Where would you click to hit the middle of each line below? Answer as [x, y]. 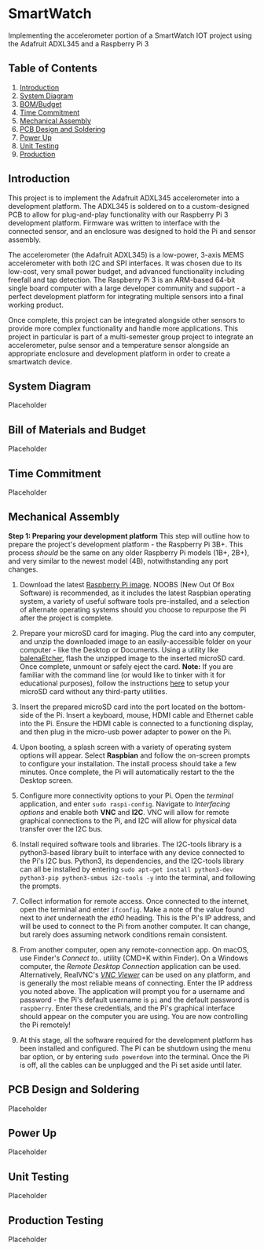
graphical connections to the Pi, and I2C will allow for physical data [128, 821]
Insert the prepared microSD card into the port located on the [119, 707]
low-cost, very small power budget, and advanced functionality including [126, 271]
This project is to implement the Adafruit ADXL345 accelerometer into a [124, 198]
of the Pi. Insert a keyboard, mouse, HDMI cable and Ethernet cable [144, 715]
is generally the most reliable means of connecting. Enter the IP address [136, 983]
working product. [36, 305]
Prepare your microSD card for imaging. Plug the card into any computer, [137, 633]
